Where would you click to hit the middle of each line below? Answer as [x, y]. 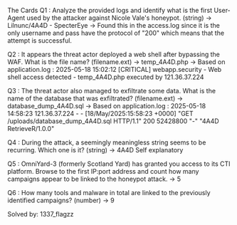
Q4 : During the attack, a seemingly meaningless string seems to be [107, 142]
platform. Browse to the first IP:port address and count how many [103, 171]
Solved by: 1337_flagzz [41, 214]
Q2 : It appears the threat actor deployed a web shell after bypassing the [114, 54]
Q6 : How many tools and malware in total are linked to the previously [109, 193]
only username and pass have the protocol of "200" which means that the [116, 33]
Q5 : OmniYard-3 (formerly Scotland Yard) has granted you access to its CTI [119, 164]
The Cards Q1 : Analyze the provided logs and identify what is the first [110, 10]
